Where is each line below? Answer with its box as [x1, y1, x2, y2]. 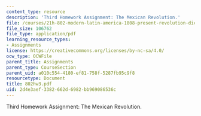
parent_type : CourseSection [6, 64, 77, 71]
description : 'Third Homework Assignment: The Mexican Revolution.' [6, 14, 181, 20]
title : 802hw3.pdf [6, 81, 52, 87]
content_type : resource [6, 8, 66, 15]
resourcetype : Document [6, 75, 66, 81]
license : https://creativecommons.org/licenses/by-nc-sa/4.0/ [6, 48, 165, 54]
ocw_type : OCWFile [6, 53, 52, 59]
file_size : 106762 [6, 25, 52, 32]
